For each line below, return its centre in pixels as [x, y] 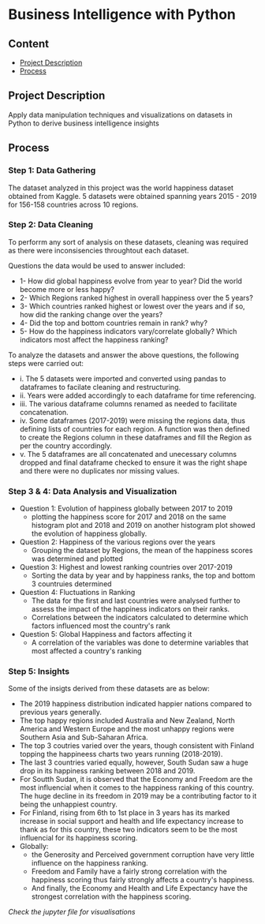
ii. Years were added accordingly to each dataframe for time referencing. [138, 395]
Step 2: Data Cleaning [50, 225]
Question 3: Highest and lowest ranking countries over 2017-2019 [126, 567]
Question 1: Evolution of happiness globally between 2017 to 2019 [126, 509]
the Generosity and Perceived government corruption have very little [143, 855]
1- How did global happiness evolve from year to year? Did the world [131, 281]
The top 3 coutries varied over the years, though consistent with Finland [137, 746]
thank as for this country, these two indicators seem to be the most [129, 829]
